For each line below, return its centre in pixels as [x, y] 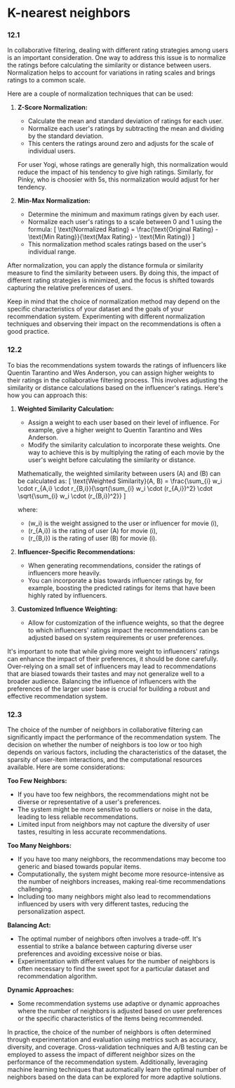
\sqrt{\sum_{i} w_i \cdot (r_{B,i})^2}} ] [72, 496]
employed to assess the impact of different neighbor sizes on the [101, 1055]
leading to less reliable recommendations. [78, 817]
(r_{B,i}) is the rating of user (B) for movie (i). [93, 538]
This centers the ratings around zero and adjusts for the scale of [121, 144]
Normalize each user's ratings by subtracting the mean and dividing [126, 129]
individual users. [52, 151]
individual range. [52, 252]
